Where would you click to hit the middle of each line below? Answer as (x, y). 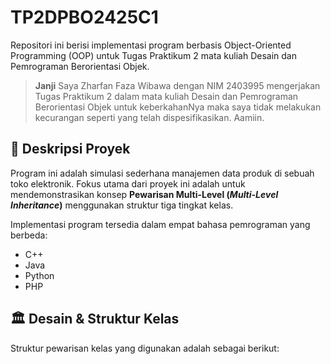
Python (39, 275)
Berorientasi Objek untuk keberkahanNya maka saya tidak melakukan (178, 107)
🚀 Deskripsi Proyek (70, 149)
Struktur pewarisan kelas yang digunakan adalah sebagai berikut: (145, 348)
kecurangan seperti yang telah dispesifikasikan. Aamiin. (149, 117)
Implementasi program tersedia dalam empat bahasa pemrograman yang (160, 224)
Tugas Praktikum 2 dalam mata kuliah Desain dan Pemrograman (166, 96)
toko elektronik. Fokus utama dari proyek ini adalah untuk (128, 183)
